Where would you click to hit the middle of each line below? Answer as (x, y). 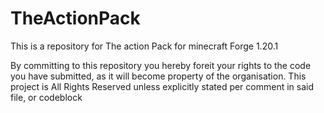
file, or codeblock (46, 97)
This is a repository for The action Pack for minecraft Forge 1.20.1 (144, 46)
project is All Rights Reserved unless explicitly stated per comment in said (162, 86)
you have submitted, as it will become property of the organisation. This (158, 76)
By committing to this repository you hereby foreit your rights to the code (161, 65)
